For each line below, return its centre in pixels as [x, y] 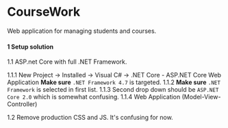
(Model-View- [201, 97]
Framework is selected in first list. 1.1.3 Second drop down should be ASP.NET [113, 90]
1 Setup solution [30, 47]
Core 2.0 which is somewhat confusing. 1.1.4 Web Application [94, 97]
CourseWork [44, 12]
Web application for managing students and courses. [82, 31]
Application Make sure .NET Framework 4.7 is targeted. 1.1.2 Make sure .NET [114, 82]
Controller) [22, 104]
